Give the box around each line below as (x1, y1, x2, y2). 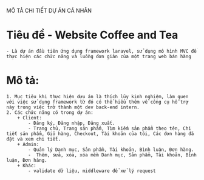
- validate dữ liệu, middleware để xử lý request (28, 168, 156, 174)
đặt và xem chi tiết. (6, 136, 61, 142)
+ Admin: (17, 141, 39, 147)
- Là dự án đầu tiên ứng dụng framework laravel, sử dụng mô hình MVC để (6, 48, 197, 54)
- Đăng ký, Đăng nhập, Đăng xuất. (28, 120, 115, 126)
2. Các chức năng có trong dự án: (6, 109, 94, 116)
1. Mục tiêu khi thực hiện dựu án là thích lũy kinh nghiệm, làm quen (6, 93, 189, 99)
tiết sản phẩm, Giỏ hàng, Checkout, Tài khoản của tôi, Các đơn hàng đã (6, 130, 194, 137)
